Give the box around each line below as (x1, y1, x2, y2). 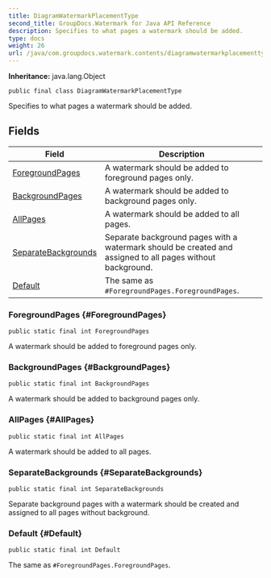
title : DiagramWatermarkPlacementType (8, 11, 139, 20)
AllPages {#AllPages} (8, 414, 95, 426)
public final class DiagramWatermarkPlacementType (8, 87, 182, 95)
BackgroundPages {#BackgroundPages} (8, 362, 171, 373)
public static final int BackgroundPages (8, 380, 150, 388)
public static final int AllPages (8, 432, 125, 440)
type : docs (8, 34, 45, 43)
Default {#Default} (8, 527, 83, 538)
